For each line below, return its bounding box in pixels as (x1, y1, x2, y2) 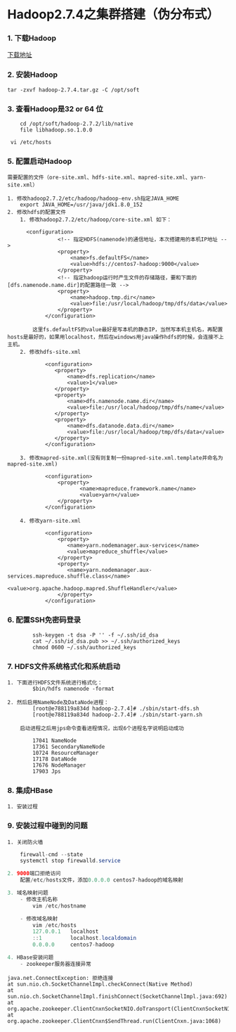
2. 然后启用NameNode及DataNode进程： (7, 699, 110, 706)
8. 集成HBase (7, 785, 53, 795)
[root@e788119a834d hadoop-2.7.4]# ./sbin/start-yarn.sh (32, 711, 202, 718)
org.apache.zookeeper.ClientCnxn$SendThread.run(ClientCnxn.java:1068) (7, 1017, 221, 1024)
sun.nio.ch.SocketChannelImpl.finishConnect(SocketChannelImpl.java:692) (7, 993, 228, 1000)
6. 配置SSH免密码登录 (7, 615, 81, 625)
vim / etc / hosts (32, 922, 77, 929)
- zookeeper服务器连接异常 (20, 960, 91, 967)
